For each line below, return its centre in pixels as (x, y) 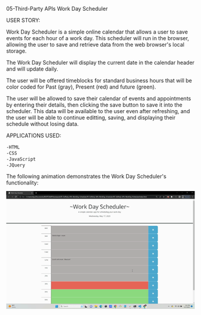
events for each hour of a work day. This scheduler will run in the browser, (98, 38)
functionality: (22, 183)
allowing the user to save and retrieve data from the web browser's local (95, 45)
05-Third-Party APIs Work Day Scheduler (57, 9)
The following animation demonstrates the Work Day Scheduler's (86, 176)
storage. (16, 51)
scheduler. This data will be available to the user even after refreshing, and (98, 111)
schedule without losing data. (42, 124)
